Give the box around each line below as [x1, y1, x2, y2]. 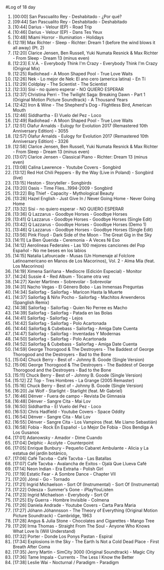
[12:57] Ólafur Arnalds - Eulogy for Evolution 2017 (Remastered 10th [12, 133, 149, 139]
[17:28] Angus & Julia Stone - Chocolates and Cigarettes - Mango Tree [12, 518, 155, 524]
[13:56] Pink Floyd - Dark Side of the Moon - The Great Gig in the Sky [12, 232, 152, 238]
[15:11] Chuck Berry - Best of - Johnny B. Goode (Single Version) [12, 372, 143, 378]
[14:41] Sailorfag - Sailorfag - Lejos [12, 315, 83, 321]
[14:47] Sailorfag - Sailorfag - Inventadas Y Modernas [12, 331, 121, 337]
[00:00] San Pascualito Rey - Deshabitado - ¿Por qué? [12, 14, 122, 19]
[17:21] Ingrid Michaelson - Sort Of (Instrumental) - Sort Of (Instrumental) [12, 481, 159, 487]
